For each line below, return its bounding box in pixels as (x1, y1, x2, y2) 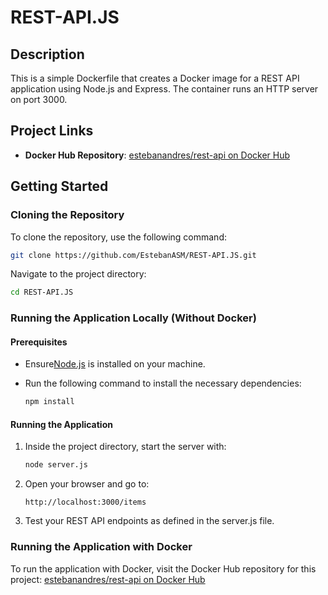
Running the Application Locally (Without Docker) (10, 311, 257, 325)
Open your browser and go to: (24, 478, 150, 490)
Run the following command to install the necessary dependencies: (24, 377, 302, 390)
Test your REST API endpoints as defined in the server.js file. (24, 515, 275, 527)
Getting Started (10, 178, 109, 195)
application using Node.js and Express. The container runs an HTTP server (10, 83, 319, 95)
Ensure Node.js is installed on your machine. (24, 358, 206, 370)
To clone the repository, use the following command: (10, 231, 228, 243)
